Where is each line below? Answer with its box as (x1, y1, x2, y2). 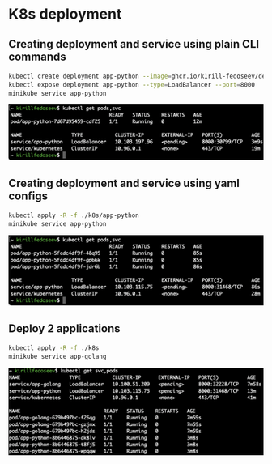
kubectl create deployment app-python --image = (8, 72, 172, 80)
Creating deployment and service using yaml (8, 176, 240, 190)
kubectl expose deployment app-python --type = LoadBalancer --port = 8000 (8, 80, 255, 89)
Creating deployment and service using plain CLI (8, 37, 260, 51)
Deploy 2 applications (8, 321, 121, 335)
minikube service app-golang (8, 352, 107, 360)
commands (8, 49, 66, 63)
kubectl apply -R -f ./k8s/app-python (8, 211, 139, 219)
